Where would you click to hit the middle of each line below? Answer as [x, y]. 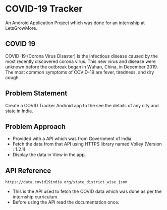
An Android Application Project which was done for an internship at [75, 23]
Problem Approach [35, 126]
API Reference [28, 170]
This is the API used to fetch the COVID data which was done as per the [87, 191]
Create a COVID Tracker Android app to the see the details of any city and [82, 105]
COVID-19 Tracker [44, 9]
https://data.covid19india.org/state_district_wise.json [66, 182]
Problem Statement [36, 93]
